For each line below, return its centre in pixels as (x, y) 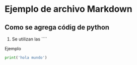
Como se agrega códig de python (57, 27)
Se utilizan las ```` (30, 39)
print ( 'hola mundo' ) (26, 58)
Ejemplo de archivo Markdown (68, 9)
